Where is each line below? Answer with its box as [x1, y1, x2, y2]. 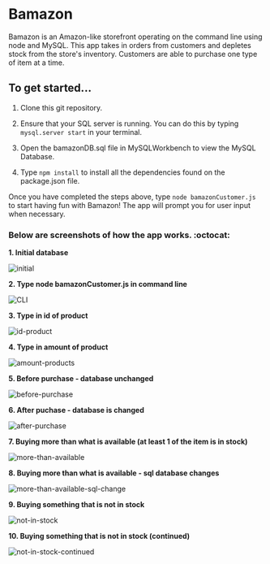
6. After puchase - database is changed [8, 406, 144, 415]
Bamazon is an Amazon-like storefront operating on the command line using [8, 32, 263, 41]
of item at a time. [8, 58, 65, 67]
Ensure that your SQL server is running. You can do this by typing [19, 119, 239, 128]
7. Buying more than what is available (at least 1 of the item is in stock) [8, 436, 248, 447]
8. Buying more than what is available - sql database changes [8, 468, 220, 478]
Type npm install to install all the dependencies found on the [19, 167, 225, 177]
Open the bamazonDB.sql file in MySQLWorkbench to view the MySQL [19, 143, 257, 153]
